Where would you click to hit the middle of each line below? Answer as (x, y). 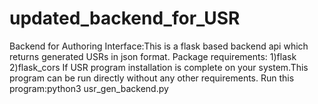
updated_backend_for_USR (125, 18)
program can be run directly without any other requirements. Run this (152, 78)
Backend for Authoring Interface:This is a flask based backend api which (159, 46)
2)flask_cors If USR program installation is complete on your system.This (159, 67)
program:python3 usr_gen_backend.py (89, 88)
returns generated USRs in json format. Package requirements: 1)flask (153, 56)
